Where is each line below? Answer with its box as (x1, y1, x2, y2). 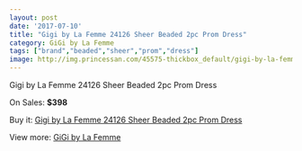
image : (9, 55, 34, 64)
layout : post (9, 13, 58, 22)
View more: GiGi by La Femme (9, 132, 121, 142)
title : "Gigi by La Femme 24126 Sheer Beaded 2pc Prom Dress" (9, 30, 247, 39)
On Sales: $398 (9, 97, 68, 108)
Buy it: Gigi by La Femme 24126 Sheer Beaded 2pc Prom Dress (9, 114, 243, 125)
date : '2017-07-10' (9, 22, 83, 31)
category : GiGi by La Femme (9, 38, 115, 48)
